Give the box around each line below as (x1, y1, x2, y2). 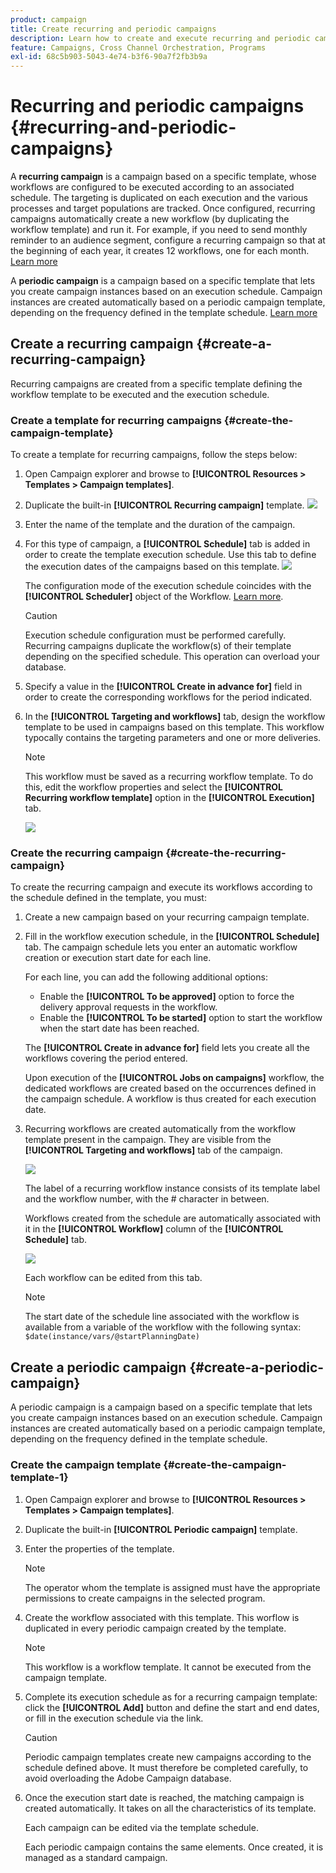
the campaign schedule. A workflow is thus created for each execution (24, 1093, 317, 1105)
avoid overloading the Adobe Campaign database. (24, 1772, 232, 1784)
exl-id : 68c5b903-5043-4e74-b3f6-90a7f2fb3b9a (10, 52, 208, 62)
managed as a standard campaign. (24, 1851, 168, 1863)
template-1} (10, 1471, 69, 1485)
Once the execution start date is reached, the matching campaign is (24, 1791, 305, 1803)
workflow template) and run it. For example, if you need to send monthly (10, 224, 308, 236)
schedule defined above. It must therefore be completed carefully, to (24, 1761, 309, 1773)
